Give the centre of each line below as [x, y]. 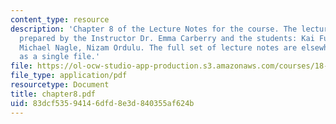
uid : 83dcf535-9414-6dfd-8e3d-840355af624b [102, 103]
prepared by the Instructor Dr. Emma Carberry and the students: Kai [167, 38]
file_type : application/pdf [69, 76]
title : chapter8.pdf [53, 94]
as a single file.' [60, 57]
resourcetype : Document [60, 85]
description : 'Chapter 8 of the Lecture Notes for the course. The [154, 29]
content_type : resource [60, 19]
